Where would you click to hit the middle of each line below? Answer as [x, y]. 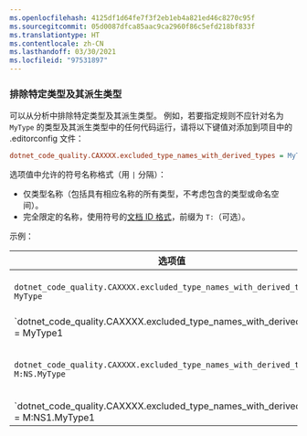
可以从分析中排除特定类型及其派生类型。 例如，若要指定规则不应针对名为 [147, 116]
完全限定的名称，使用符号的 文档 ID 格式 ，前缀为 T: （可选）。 [136, 217]
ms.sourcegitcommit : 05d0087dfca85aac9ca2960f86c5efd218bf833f [132, 27]
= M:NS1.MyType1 [55, 418]
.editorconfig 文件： [47, 139]
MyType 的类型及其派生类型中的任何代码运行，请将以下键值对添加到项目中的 [151, 127]
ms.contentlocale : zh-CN [57, 43]
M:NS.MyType [40, 374]
